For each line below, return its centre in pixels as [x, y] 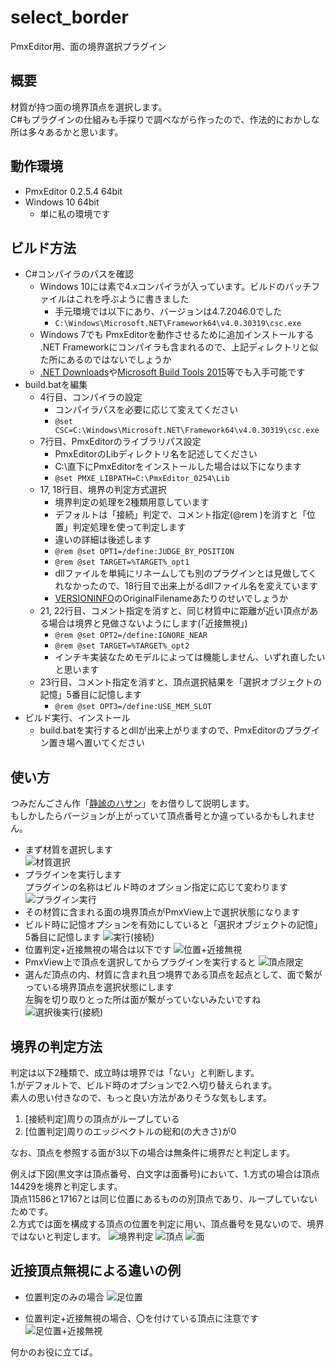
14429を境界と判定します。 [66, 1186]
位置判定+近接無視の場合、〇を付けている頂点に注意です [142, 1318]
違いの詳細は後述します [103, 540]
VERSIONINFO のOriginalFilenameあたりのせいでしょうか [171, 598]
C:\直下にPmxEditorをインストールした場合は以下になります [178, 467]
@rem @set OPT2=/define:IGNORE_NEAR [131, 636]
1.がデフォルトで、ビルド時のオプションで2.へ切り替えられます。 [144, 1085]
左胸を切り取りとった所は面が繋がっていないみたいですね [143, 1000]
